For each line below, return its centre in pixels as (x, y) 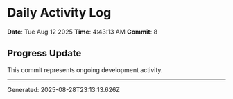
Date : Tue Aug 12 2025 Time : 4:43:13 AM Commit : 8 (83, 32)
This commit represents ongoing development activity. (85, 69)
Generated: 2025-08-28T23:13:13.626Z (63, 89)
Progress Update (44, 53)
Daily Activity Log (59, 13)
